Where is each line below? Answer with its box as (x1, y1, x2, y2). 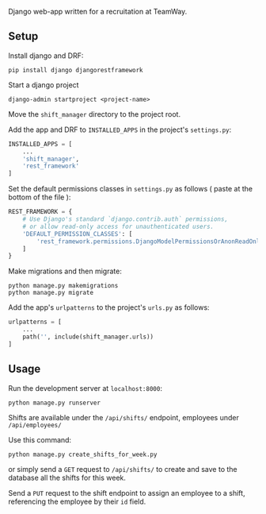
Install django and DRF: (8, 51, 84, 60)
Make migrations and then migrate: (8, 266, 123, 276)
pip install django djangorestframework (8, 66, 144, 74)
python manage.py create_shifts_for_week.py (8, 450, 158, 458)
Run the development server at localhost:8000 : (8, 383, 162, 392)
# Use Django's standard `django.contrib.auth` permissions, (22, 215, 228, 223)
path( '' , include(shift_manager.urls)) (22, 333, 154, 341)
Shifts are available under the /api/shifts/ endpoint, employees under (8, 412, 239, 422)
